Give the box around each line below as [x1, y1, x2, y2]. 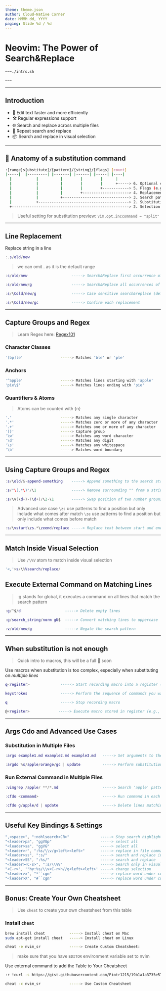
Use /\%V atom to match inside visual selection [17, 557, 112, 563]
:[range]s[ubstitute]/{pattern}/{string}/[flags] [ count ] [5, 167, 127, 172]
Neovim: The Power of [5, 43, 99, 53]
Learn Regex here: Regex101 [17, 331, 75, 337]
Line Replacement [5, 232, 62, 240]
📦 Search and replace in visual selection [12, 133, 96, 139]
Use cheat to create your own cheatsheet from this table [17, 907, 132, 913]
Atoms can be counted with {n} [17, 405, 81, 411]
